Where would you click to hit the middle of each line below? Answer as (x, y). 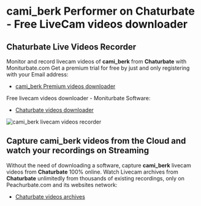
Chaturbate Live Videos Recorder (71, 47)
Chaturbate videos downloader (54, 110)
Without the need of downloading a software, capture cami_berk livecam (99, 165)
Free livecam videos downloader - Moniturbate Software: (78, 98)
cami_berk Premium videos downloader (65, 86)
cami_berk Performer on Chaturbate (100, 11)
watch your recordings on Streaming (78, 151)
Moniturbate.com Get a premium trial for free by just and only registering (98, 68)
